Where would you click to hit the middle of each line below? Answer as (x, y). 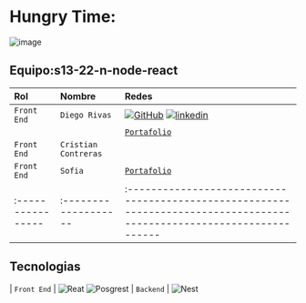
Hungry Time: (63, 17)
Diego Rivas (86, 115)
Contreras (82, 153)
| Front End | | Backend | (90, 288)
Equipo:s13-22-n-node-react (94, 71)
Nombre (78, 96)
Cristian (79, 144)
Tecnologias (45, 267)
